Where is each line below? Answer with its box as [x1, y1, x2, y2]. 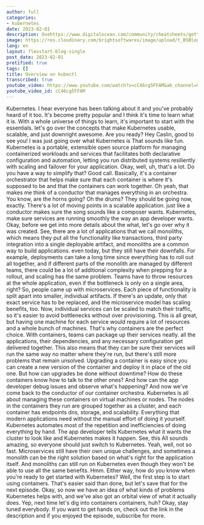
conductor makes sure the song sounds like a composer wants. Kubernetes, [6, 208, 197, 215]
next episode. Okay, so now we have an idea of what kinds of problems [6, 486, 185, 493]
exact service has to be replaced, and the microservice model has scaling [6, 299, 191, 306]
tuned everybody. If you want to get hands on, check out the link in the [6, 506, 183, 513]
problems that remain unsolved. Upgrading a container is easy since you [6, 356, 188, 364]
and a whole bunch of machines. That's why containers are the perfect [6, 324, 184, 332]
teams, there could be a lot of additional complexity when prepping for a [6, 266, 187, 274]
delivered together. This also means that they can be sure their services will [6, 344, 195, 351]
